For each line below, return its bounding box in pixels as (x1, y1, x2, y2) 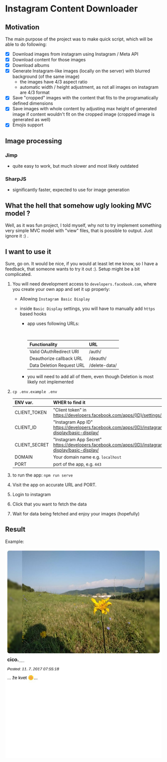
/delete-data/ (88, 362, 117, 368)
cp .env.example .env (12, 389, 57, 394)
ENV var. (14, 400, 34, 406)
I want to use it (5, 248, 51, 256)
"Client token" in (53, 407, 87, 413)
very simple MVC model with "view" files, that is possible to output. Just (5, 228, 153, 234)
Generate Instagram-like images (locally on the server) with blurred (12, 68, 151, 74)
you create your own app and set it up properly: (12, 286, 110, 292)
